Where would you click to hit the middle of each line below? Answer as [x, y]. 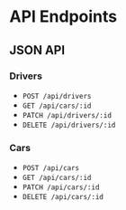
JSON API [37, 50]
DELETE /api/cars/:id [63, 197]
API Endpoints [63, 17]
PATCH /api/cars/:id [61, 187]
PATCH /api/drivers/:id [67, 115]
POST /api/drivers [57, 96]
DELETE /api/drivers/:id [69, 125]
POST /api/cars [51, 168]
